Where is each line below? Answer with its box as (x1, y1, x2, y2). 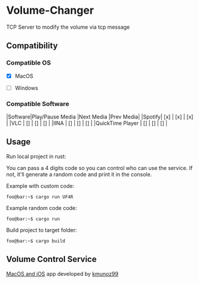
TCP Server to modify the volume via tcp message (6, 23, 130, 31)
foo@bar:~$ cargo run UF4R (6, 194, 74, 200)
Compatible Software (6, 99, 70, 108)
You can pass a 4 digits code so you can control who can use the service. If (6, 164, 193, 171)
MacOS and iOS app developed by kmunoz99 (6, 270, 118, 277)
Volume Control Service (6, 254, 97, 264)
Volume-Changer (6, 4, 94, 17)
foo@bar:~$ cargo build (6, 238, 66, 244)
